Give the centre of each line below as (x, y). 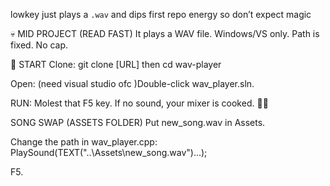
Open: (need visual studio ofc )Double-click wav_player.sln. (132, 83)
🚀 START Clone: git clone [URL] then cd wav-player (116, 64)
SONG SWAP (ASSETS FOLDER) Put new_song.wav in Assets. (138, 122)
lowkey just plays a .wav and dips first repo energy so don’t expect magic (161, 14)
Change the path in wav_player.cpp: (84, 142)
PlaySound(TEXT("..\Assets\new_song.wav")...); (109, 152)
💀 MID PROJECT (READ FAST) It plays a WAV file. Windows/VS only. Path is (165, 33)
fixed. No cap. (39, 45)
